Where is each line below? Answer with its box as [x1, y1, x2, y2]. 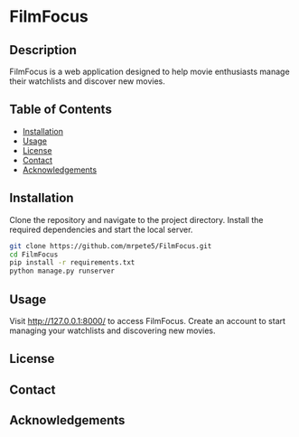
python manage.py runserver [9, 266, 116, 276]
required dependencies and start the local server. [9, 224, 193, 235]
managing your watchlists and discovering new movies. [9, 325, 216, 336]
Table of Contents [9, 102, 113, 117]
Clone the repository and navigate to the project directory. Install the [9, 214, 264, 225]
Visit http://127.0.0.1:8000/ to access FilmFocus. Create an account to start [9, 315, 286, 326]
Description [9, 42, 77, 58]
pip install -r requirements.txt [9, 258, 135, 267]
